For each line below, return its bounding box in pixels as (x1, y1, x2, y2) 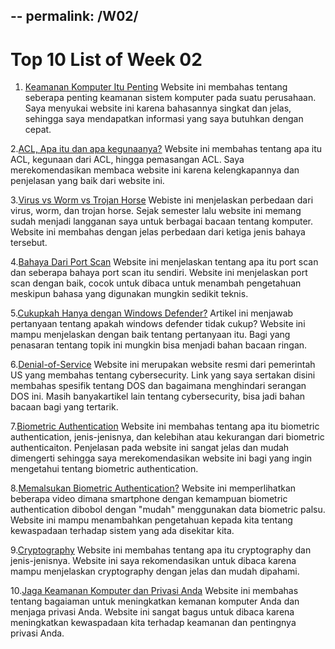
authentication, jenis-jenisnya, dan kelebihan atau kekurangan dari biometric (10, 431, 325, 443)
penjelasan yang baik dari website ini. (10, 175, 165, 187)
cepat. (24, 124, 52, 136)
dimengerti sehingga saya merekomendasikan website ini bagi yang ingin (10, 452, 313, 464)
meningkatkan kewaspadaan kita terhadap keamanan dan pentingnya (10, 617, 297, 629)
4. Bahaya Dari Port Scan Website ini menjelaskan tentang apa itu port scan (10, 256, 319, 268)
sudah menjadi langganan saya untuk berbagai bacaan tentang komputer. (10, 215, 314, 228)
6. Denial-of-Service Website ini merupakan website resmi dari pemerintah (10, 359, 316, 371)
